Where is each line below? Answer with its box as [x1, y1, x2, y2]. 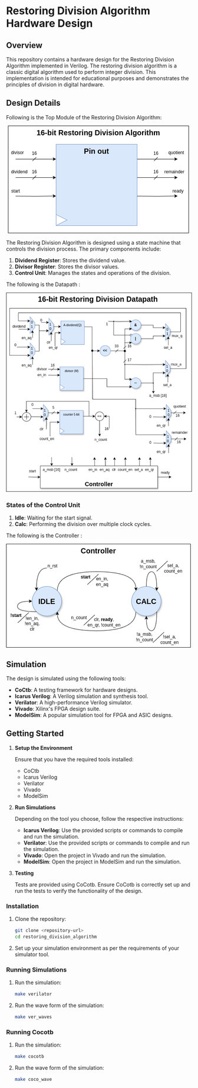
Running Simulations [6, 965, 67, 973]
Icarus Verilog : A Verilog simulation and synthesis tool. [14, 693, 148, 700]
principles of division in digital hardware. [6, 81, 105, 88]
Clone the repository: [14, 915, 67, 923]
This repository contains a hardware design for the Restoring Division [6, 56, 174, 63]
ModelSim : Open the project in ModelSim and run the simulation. [23, 858, 181, 865]
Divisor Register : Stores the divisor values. [14, 263, 120, 270]
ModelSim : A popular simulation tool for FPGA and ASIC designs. [14, 711, 173, 719]
